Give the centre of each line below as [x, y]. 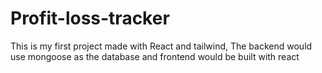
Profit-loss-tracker [90, 18]
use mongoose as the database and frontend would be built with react [155, 56]
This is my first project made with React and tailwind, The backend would [161, 46]
